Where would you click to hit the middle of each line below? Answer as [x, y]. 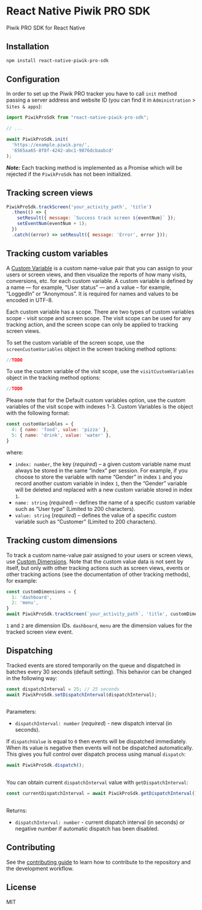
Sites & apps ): [24, 107]
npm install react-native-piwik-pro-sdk [58, 60]
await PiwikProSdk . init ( [37, 140]
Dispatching [29, 651]
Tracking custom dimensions [62, 541]
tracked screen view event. [40, 632]
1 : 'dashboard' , [32, 597]
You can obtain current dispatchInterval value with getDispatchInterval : [97, 782]
